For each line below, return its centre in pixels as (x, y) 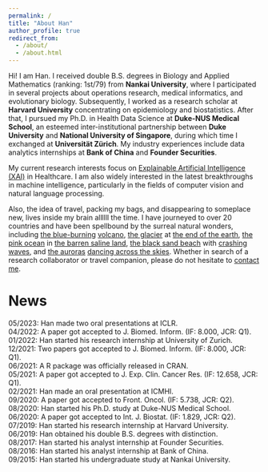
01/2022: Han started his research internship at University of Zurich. (121, 340)
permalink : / (30, 16)
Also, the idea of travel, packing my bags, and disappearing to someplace (130, 209)
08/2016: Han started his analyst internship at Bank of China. (108, 450)
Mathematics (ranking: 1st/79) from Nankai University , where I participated (132, 84)
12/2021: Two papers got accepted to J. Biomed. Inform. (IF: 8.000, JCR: (127, 349)
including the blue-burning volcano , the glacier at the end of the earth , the (131, 234)
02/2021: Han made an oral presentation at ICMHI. (91, 391)
